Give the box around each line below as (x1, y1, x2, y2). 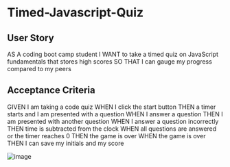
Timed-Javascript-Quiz (7, 5, 144, 21)
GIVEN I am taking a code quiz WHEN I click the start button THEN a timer (7, 103, 216, 111)
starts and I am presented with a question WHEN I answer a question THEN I (7, 110, 223, 118)
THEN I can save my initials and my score (7, 139, 124, 147)
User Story (7, 32, 54, 44)
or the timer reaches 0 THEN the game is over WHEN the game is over (7, 131, 206, 140)
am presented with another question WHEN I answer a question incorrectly (7, 117, 219, 125)
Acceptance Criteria (7, 84, 95, 97)
